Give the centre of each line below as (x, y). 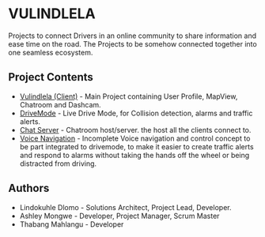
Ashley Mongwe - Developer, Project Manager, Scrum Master (119, 216)
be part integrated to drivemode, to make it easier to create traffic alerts (137, 146)
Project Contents (51, 77)
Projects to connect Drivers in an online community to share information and (132, 36)
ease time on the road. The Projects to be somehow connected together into (132, 43)
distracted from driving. (58, 164)
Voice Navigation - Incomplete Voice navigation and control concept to (135, 138)
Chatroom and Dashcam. (60, 104)
